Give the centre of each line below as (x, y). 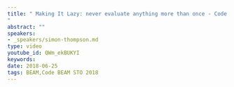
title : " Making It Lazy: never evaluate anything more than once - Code (117, 14)
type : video (25, 46)
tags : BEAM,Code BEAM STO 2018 (53, 72)
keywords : (22, 60)
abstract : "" (26, 27)
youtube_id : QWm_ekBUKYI (43, 53)
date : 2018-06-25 (33, 66)
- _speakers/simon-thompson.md (53, 40)
